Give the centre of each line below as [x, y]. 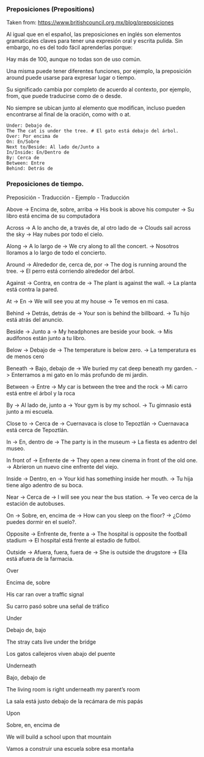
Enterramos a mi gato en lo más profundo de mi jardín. [80, 375]
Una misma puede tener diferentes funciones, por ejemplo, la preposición [99, 71]
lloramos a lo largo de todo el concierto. [56, 253]
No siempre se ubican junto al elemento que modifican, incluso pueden [96, 108]
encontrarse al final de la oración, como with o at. [69, 115]
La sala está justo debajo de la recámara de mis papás [75, 701]
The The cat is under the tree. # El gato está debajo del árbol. [93, 131]
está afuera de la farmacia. [40, 558]
